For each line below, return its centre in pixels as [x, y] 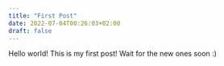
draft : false [30, 31]
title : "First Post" [43, 16]
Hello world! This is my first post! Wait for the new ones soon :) [113, 54]
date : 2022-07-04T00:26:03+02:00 [64, 23]
